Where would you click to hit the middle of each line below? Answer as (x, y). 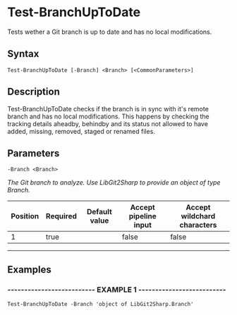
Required (61, 216)
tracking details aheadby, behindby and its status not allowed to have (108, 123)
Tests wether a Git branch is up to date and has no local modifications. (110, 32)
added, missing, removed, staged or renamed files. (81, 131)
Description (34, 92)
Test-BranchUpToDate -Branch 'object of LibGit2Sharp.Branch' (101, 304)
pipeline (142, 216)
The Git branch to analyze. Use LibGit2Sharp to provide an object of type (114, 183)
